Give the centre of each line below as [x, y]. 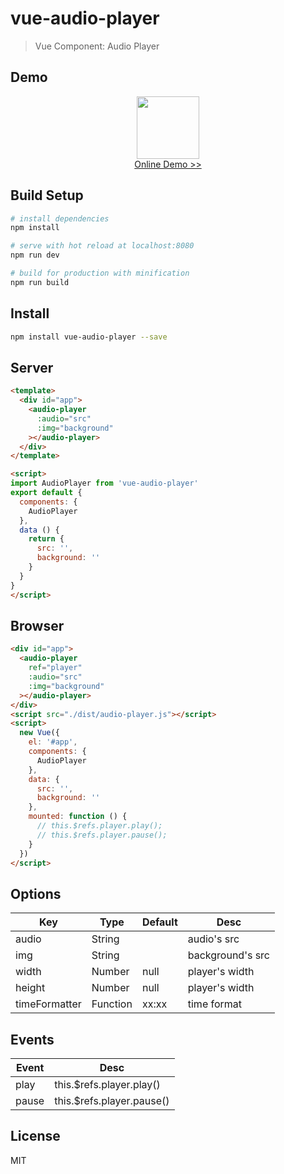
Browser [37, 625]
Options [36, 893]
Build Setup [47, 195]
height [30, 988]
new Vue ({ [39, 733]
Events [32, 1039]
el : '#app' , [53, 742]
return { [46, 539]
